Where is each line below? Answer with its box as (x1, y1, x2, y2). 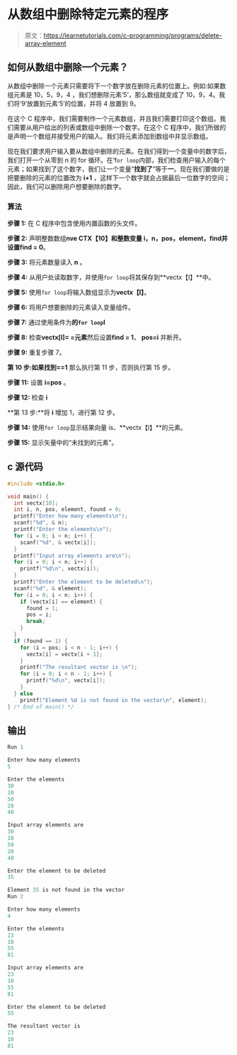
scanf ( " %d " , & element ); (13, 585, 87, 592)
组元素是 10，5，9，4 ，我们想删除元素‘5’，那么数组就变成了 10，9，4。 (7, 90, 219, 99)
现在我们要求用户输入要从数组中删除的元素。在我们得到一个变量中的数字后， (7, 146, 231, 156)
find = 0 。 (20, 243, 50, 252)
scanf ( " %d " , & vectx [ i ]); (20, 539, 97, 546)
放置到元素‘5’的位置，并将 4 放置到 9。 (26, 99, 140, 107)
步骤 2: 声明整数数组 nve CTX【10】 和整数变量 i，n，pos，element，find (7, 234, 222, 243)
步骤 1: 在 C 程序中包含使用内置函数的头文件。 (7, 219, 141, 228)
